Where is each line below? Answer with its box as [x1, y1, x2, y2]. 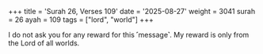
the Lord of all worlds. [8, 38, 80, 48]
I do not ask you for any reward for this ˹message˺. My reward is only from [8, 31, 250, 39]
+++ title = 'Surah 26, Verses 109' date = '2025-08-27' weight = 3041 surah [8, 7, 256, 16]
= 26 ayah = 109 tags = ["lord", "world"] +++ [8, 15, 154, 24]
